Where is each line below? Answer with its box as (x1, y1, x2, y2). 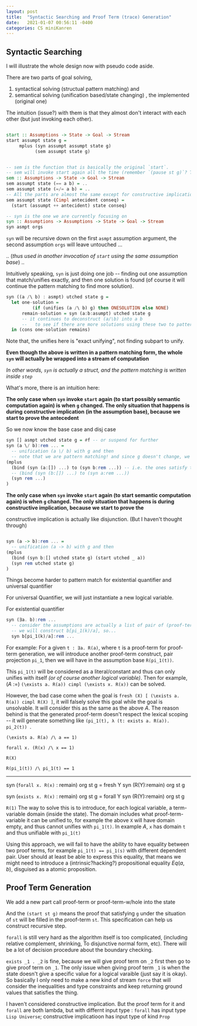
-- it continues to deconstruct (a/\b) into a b (21, 316, 143, 322)
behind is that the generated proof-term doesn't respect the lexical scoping (6, 710, 188, 717)
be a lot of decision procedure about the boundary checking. (6, 946, 154, 953)
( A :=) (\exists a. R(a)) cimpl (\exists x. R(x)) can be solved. (6, 680, 166, 687)
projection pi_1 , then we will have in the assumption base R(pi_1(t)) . (6, 656, 174, 663)
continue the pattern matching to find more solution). (6, 283, 134, 290)
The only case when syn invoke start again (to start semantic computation (6, 492, 191, 499)
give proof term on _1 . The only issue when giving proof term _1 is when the (6, 964, 190, 971)
